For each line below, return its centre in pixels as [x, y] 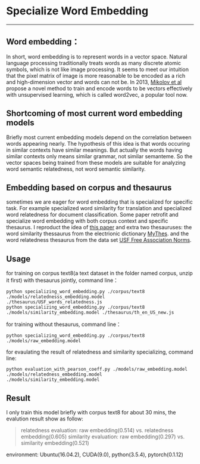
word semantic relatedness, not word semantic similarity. [76, 169]
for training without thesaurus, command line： [64, 324]
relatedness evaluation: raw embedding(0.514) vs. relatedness [97, 430]
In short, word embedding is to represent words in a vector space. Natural [97, 56]
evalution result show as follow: [45, 419]
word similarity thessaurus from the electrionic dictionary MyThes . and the [98, 233]
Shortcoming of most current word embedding [94, 114]
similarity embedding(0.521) [55, 443]
